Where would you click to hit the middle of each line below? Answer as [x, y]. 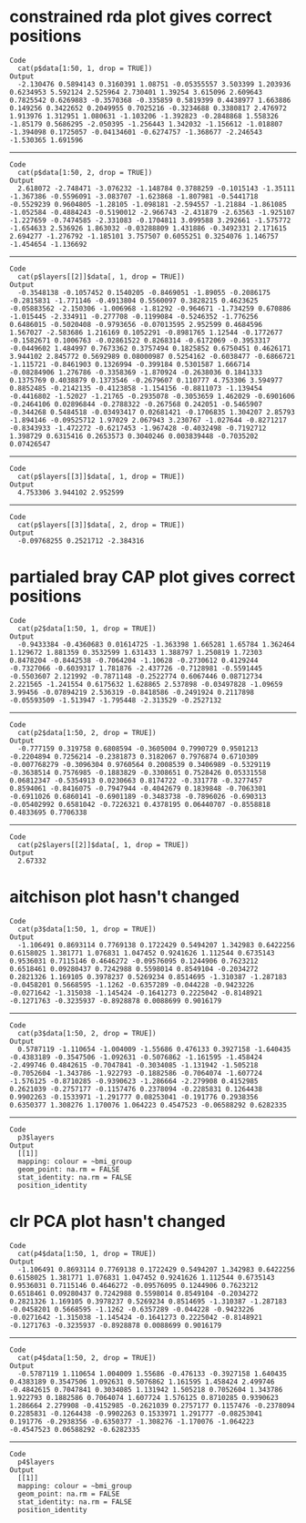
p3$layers [36, 1137]
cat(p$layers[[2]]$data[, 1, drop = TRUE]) [101, 276]
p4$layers [36, 1462]
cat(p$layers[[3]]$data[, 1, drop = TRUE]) [101, 476]
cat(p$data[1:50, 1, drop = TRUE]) [85, 68]
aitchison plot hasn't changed [124, 897]
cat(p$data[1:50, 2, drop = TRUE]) [85, 172]
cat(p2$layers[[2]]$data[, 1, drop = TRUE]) [103, 844]
